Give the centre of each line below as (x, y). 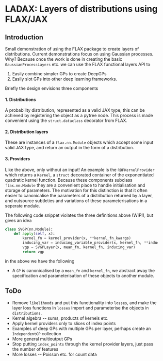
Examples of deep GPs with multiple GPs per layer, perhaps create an (81, 328)
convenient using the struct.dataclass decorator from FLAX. (66, 120)
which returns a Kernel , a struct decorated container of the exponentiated (80, 175)
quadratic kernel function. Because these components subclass (69, 180)
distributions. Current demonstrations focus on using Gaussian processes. (79, 54)
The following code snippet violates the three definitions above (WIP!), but (79, 215)
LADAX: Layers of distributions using (81, 9)
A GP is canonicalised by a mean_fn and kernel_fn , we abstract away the (83, 270)
